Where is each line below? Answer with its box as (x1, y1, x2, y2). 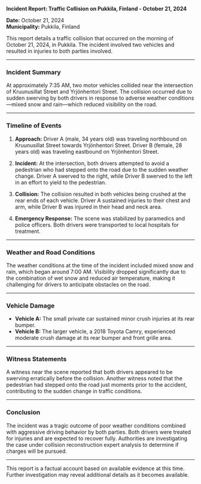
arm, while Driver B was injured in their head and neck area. (14, 203, 163, 210)
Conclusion (6, 408, 41, 417)
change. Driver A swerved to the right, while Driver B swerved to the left (14, 172, 193, 180)
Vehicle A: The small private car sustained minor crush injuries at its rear (14, 315, 195, 322)
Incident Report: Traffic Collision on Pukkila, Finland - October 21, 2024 (6, 5, 187, 12)
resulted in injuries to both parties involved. (6, 47, 113, 55)
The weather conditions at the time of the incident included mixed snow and (6, 261, 194, 269)
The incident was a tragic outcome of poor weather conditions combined (6, 422, 186, 429)
